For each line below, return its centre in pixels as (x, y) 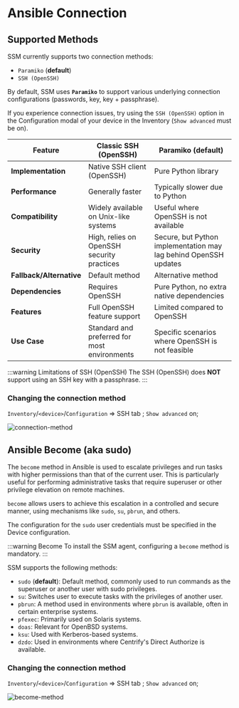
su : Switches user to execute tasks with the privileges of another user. (120, 597)
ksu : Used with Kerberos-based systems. (78, 635)
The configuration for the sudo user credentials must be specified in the (112, 525)
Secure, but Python (186, 237)
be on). (18, 128)
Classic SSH (118, 146)
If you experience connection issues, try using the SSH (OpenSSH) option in (116, 113)
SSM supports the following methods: (63, 568)
